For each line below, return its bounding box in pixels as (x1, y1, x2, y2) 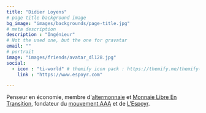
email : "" (6, 43, 32, 49)
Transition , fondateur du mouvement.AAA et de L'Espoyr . (6, 100, 150, 108)
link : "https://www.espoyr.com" (17, 71, 103, 78)
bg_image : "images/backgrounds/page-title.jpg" (6, 20, 131, 26)
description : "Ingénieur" (6, 32, 75, 38)
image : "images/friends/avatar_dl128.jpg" (6, 54, 116, 60)
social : (6, 60, 26, 66)
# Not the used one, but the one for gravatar (6, 37, 128, 43)
